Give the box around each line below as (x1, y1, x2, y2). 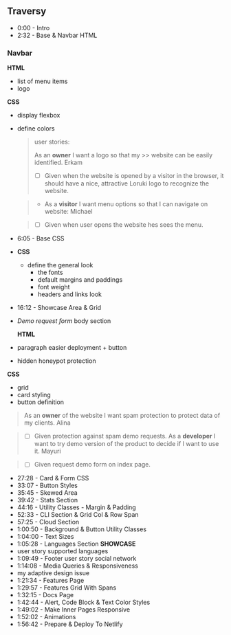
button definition (16, 398, 64, 406)
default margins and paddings (37, 276, 123, 284)
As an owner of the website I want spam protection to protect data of (23, 412, 221, 420)
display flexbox (16, 111, 60, 120)
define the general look (27, 261, 93, 269)
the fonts (37, 268, 63, 277)
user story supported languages (16, 547, 109, 555)
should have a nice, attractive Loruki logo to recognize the (44, 179, 210, 188)
